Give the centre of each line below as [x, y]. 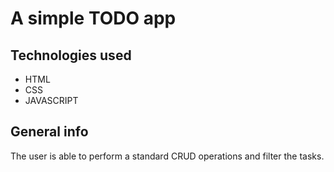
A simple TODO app [93, 18]
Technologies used [71, 55]
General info [49, 132]
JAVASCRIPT [51, 100]
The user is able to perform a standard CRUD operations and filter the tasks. [167, 156]
